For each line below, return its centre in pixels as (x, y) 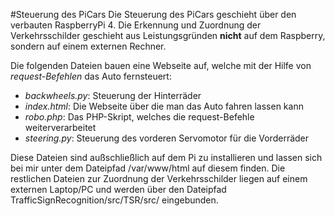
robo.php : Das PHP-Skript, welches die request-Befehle (139, 117)
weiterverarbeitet (60, 127)
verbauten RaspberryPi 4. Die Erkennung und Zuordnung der (136, 25)
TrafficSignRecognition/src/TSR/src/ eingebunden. (114, 200)
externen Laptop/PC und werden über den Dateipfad (118, 189)
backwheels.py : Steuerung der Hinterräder (113, 95)
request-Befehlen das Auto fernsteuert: (91, 76)
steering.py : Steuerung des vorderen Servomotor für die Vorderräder (167, 138)
